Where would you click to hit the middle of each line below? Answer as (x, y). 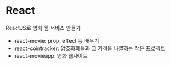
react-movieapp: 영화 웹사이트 (51, 55)
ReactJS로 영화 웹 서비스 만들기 (43, 28)
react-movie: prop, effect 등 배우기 (57, 40)
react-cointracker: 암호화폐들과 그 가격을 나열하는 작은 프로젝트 (90, 48)
